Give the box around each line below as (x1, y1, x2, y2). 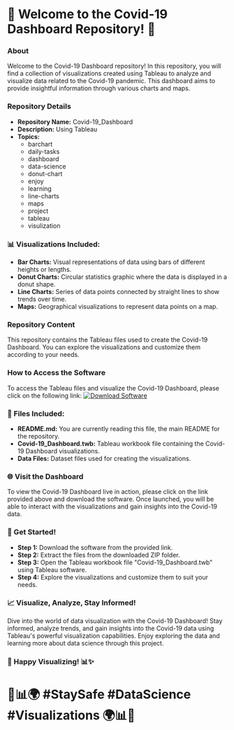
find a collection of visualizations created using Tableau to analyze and (7, 69, 212, 78)
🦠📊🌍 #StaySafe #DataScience (7, 686, 191, 702)
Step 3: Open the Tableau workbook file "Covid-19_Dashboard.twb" (17, 558, 213, 567)
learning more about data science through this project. (7, 638, 164, 647)
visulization (27, 221, 61, 230)
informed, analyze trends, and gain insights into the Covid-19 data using (7, 624, 214, 632)
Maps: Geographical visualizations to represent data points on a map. (17, 302, 219, 311)
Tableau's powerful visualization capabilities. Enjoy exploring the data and (7, 632, 220, 640)
